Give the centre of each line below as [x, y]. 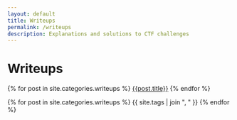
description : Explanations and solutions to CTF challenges [99, 34]
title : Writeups [31, 21]
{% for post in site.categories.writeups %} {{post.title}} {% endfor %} [109, 89]
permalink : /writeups [39, 27]
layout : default [31, 14]
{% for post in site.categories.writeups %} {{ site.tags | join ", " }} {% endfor [118, 102]
